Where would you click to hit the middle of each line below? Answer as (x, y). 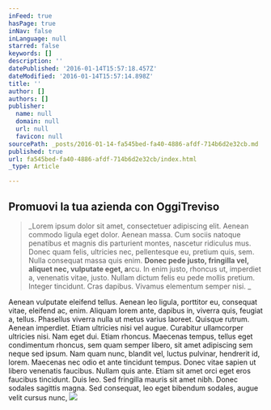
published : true (36, 152)
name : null (34, 114)
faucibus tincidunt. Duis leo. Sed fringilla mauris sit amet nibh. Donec (123, 379)
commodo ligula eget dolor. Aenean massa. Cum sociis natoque (134, 234)
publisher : (27, 106)
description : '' (36, 62)
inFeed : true (30, 16)
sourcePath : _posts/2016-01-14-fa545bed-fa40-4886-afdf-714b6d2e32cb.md (133, 144)
